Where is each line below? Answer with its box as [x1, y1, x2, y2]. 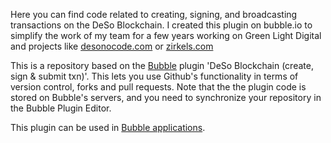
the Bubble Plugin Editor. [10, 102, 112, 114]
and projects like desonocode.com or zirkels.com [10, 40, 214, 52]
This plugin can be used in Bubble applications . [10, 122, 206, 133]
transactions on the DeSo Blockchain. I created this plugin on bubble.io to [10, 19, 313, 31]
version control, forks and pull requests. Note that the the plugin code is [10, 81, 307, 93]
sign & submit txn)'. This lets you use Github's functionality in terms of [10, 70, 299, 82]
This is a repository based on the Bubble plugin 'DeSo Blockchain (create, [10, 60, 314, 71]
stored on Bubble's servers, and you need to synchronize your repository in [10, 92, 322, 103]
